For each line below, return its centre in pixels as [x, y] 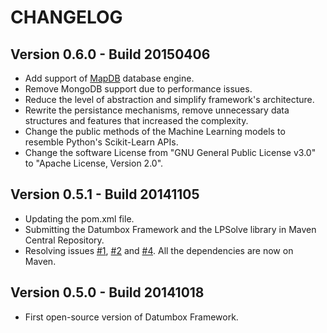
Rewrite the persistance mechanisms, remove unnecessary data [157, 110]
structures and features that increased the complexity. [136, 120]
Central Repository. [64, 240]
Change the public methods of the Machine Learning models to [155, 131]
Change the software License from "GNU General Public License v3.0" [170, 152]
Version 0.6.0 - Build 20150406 [110, 54]
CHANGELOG [66, 17]
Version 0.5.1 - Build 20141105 [105, 194]
